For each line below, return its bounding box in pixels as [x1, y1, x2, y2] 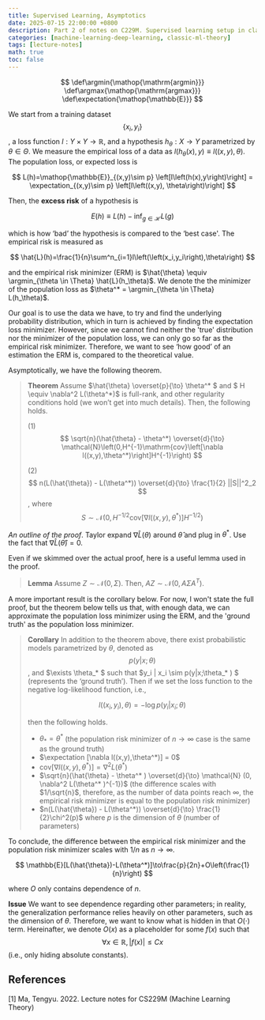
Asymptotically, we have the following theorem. [8, 365, 162, 376]
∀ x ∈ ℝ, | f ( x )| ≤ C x [101, 937, 164, 946]
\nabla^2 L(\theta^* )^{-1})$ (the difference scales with [39, 779, 217, 788]
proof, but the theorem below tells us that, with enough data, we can [8, 603, 230, 613]
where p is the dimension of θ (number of [84, 812, 220, 822]
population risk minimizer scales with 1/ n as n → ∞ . [8, 844, 175, 854]
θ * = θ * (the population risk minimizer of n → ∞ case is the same [39, 732, 251, 746]
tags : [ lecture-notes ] [8, 41, 83, 49]
